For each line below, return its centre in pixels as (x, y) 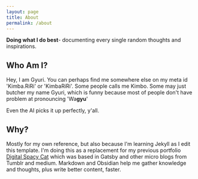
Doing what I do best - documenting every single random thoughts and (94, 40)
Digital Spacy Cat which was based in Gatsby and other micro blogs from (97, 156)
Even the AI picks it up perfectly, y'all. (53, 111)
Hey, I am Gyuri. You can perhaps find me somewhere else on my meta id (97, 80)
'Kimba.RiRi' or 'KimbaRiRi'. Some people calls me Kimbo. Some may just (96, 86)
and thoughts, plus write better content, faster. (64, 169)
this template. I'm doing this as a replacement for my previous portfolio (94, 150)
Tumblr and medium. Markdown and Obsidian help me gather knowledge (96, 163)
